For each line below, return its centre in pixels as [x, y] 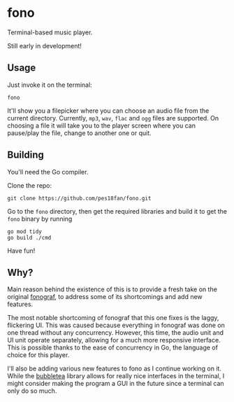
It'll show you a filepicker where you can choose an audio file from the [108, 111]
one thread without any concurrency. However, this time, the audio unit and [116, 333]
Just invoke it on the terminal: [50, 85]
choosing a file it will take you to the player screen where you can [101, 125]
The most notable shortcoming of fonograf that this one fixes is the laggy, [113, 318]
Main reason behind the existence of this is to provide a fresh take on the [112, 289]
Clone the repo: [30, 185]
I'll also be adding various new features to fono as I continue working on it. [115, 368]
